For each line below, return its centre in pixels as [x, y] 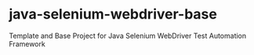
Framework [27, 43]
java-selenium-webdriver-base [113, 14]
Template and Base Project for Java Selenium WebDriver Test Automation [128, 36]
